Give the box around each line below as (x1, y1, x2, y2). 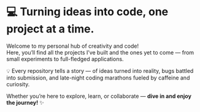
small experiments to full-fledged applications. (6, 55, 124, 62)
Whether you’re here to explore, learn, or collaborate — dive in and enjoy (6, 92, 192, 100)
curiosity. (6, 80, 30, 88)
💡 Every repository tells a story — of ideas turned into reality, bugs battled (6, 67, 194, 74)
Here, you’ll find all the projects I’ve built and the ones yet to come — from (6, 48, 194, 56)
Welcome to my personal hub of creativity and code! (6, 42, 139, 50)
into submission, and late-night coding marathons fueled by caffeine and (6, 74, 190, 81)
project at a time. (6, 22, 94, 36)
